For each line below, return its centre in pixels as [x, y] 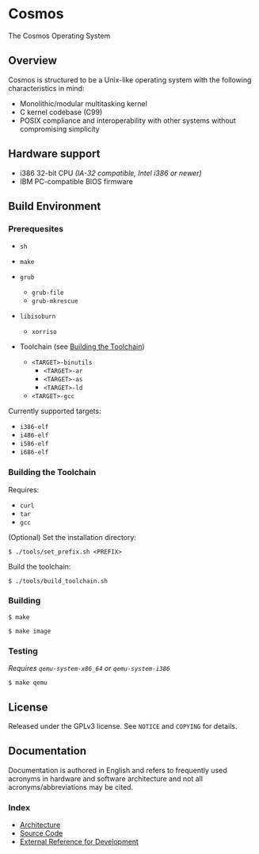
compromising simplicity [60, 128]
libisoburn [38, 317]
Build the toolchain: [40, 566]
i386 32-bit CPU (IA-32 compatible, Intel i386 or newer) [110, 173]
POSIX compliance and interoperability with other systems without [128, 121]
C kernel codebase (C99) [61, 112]
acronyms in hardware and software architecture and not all [106, 779]
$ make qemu [28, 683]
